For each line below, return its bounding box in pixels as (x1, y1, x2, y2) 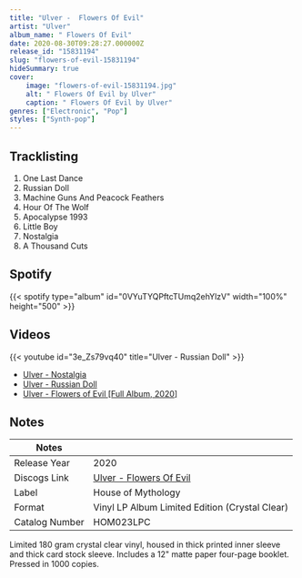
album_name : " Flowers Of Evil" (9, 30, 132, 39)
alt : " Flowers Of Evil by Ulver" (25, 89, 156, 98)
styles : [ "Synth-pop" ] (9, 115, 96, 124)
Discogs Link (14, 472, 70, 484)
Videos (9, 327, 51, 342)
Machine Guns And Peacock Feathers (22, 192, 165, 203)
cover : (9, 73, 35, 82)
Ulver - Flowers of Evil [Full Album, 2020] (22, 388, 178, 399)
